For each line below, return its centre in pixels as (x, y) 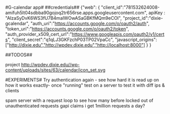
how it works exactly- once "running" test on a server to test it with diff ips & (85, 85)
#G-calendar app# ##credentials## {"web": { (53, 7)
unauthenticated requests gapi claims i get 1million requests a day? (75, 106)
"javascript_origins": (136, 40)
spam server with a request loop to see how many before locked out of (79, 100)
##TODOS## (19, 55)
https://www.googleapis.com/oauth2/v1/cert (118, 34)
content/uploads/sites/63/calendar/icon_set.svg (55, 70)
